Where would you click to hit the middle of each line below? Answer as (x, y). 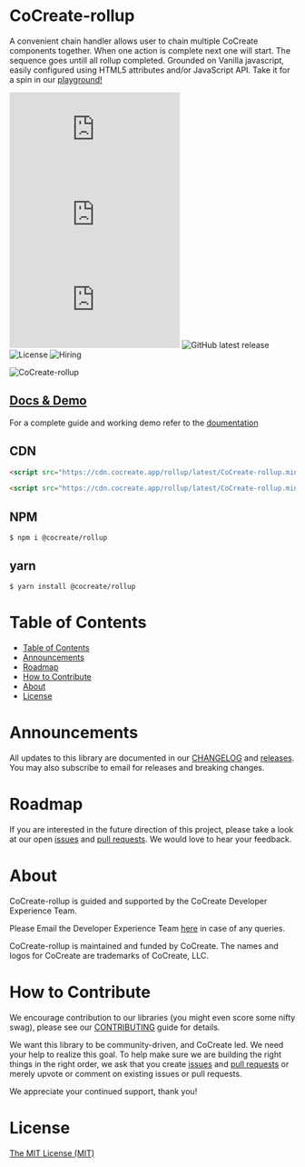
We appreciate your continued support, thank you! (103, 1091)
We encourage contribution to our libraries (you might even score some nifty (152, 1017)
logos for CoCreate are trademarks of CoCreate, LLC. (109, 955)
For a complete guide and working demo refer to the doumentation (134, 423)
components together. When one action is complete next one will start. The (150, 50)
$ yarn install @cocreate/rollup (73, 586)
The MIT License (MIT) (52, 1153)
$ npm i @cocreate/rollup (58, 538)
